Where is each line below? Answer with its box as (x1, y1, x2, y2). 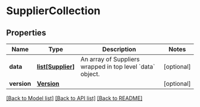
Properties (6, 28, 46, 38)
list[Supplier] (36, 63, 75, 70)
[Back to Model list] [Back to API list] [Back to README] (6, 95, 143, 102)
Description (102, 46, 136, 53)
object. (80, 70, 100, 78)
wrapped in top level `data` (80, 63, 155, 70)
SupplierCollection (6, 4, 101, 18)
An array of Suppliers (80, 55, 140, 63)
